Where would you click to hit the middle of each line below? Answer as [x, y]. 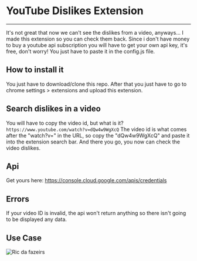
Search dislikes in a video [53, 109]
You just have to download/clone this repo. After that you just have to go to [96, 84]
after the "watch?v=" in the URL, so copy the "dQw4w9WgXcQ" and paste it [98, 135]
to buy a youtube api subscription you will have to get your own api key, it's [97, 45]
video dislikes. [23, 148]
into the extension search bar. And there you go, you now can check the [93, 142]
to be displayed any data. [37, 219]
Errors [18, 199]
